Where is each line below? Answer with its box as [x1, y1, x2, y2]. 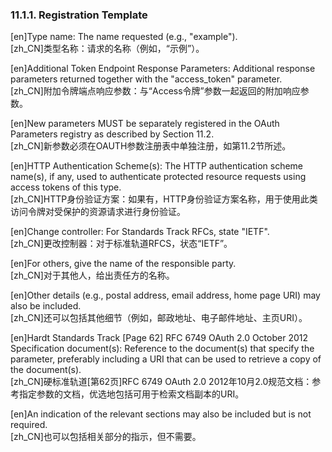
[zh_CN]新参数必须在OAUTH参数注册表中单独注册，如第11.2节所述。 [10, 140, 292, 152]
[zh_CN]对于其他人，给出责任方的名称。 [10, 269, 175, 282]
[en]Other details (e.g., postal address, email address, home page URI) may [10, 289, 321, 302]
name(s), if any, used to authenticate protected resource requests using [10, 171, 307, 183]
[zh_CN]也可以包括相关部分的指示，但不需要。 [10, 431, 202, 443]
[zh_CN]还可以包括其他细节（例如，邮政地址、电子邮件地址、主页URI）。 [10, 312, 308, 324]
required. [10, 419, 48, 431]
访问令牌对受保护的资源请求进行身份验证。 [10, 206, 186, 218]
